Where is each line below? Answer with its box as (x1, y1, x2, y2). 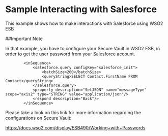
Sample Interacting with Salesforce (5, 4, 157, 15)
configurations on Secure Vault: (5, 115, 72, 121)
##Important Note (5, 36, 43, 42)
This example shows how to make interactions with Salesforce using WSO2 (5, 20, 163, 26)
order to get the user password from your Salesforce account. (5, 51, 135, 57)
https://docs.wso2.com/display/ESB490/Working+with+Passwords (5, 124, 146, 130)
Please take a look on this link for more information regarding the (5, 109, 142, 115)
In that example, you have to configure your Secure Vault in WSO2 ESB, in (5, 45, 160, 51)
